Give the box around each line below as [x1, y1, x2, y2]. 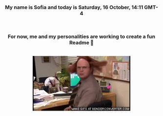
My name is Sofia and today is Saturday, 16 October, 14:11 [5, 4, 143, 11]
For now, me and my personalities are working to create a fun [7, 33, 156, 40]
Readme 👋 [69, 39, 94, 46]
